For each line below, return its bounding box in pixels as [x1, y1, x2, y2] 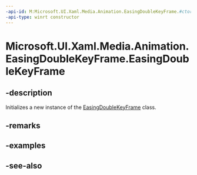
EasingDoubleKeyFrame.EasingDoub [5, 52, 189, 65]
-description [5, 88, 52, 98]
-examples [5, 141, 46, 151]
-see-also [5, 160, 42, 171]
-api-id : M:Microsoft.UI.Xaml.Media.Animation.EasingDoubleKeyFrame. [5, 8, 180, 15]
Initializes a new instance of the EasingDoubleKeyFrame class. [5, 104, 156, 111]
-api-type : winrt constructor [5, 14, 80, 20]
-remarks [5, 120, 41, 130]
